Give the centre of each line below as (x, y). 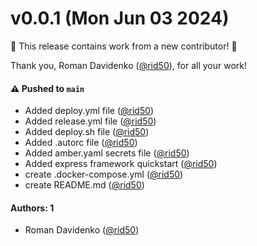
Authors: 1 (32, 208)
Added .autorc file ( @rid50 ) (81, 143)
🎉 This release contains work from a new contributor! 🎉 (124, 46)
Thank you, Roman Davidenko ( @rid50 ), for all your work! (129, 65)
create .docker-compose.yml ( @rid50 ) (104, 174)
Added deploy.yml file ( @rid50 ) (89, 111)
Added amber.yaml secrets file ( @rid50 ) (107, 153)
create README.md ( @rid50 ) (84, 185)
